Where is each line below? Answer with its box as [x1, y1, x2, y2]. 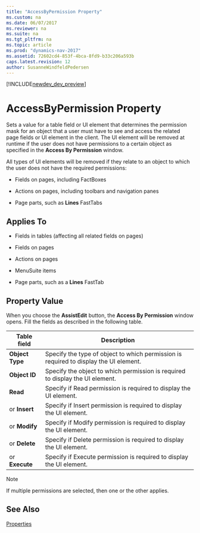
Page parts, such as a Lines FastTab [14, 279, 104, 286]
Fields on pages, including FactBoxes [14, 176, 107, 183]
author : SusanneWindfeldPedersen [6, 64, 89, 70]
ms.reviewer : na [6, 25, 46, 32]
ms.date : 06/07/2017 [6, 20, 58, 26]
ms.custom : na [6, 14, 42, 20]
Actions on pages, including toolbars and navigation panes [14, 187, 159, 195]
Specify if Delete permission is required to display [45, 435, 185, 443]
